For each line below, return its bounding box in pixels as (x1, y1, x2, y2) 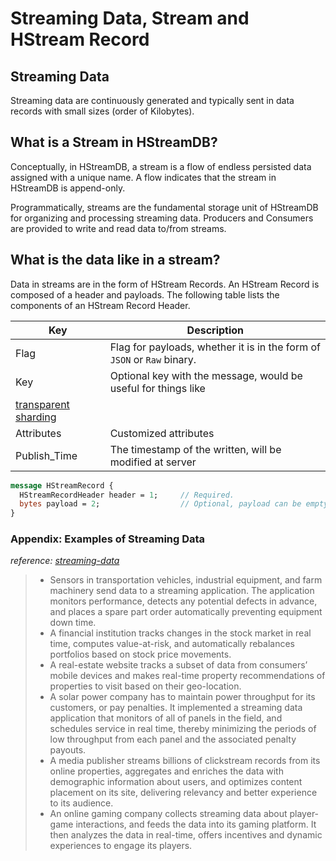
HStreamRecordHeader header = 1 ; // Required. (19, 490, 235, 500)
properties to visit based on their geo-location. (49, 680, 242, 692)
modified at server (109, 455, 197, 469)
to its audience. (49, 797, 114, 809)
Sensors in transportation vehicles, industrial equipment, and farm (49, 574, 323, 586)
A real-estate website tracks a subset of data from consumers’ (49, 659, 308, 671)
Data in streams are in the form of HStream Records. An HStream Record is (10, 278, 320, 290)
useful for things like (109, 381, 206, 395)
